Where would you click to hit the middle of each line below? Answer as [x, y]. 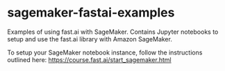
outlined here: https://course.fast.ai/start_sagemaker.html [89, 59]
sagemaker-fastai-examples [91, 13]
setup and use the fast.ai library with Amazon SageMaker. [90, 39]
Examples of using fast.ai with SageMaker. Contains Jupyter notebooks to [113, 32]
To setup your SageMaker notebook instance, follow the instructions [105, 52]
